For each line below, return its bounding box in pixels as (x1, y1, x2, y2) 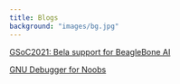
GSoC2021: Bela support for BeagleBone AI (9, 46, 171, 57)
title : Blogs (9, 13, 59, 23)
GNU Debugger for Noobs (9, 64, 107, 75)
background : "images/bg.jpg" (9, 22, 119, 31)
